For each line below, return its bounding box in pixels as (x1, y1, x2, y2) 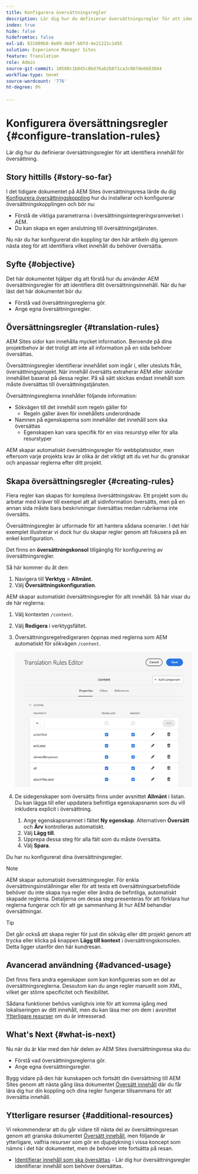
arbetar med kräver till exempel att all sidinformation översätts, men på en (6, 498, 185, 505)
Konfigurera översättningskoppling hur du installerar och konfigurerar (6, 194, 175, 201)
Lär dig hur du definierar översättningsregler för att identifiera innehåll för (6, 148, 184, 156)
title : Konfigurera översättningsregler (6, 9, 107, 15)
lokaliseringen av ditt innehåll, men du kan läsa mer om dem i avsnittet (6, 1006, 177, 1013)
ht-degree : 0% (6, 84, 41, 90)
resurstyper (23, 435, 52, 443)
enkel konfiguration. (6, 535, 55, 542)
